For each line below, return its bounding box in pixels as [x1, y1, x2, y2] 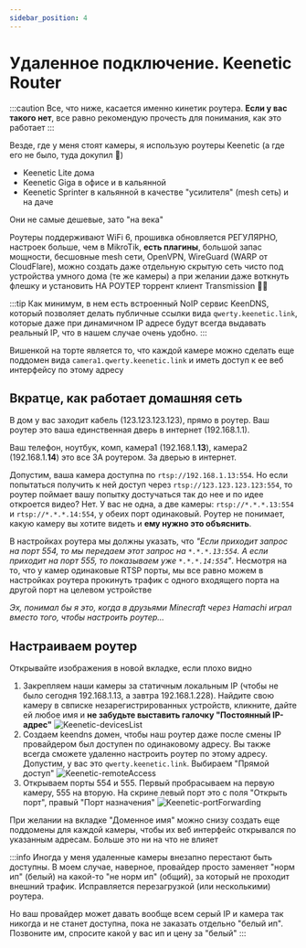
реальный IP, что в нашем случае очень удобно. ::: [9, 326, 207, 338]
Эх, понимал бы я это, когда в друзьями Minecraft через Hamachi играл [9, 602, 292, 613]
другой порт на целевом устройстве [9, 584, 153, 595]
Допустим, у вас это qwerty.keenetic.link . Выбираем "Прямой [22, 758, 269, 769]
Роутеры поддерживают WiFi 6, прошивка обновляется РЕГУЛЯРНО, [9, 231, 279, 242]
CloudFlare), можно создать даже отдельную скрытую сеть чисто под [9, 261, 284, 272]
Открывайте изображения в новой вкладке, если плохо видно [9, 663, 253, 674]
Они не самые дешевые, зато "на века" [9, 214, 164, 225]
